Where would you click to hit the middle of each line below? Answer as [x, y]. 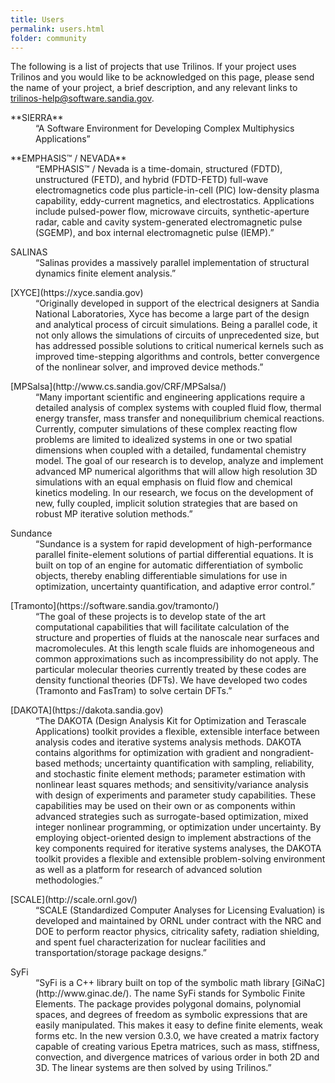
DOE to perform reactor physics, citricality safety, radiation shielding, [177, 932]
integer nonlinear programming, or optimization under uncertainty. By [178, 827]
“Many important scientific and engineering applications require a [170, 397]
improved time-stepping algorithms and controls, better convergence [177, 357]
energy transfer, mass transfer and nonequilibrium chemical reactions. [180, 418]
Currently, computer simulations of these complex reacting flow [166, 429]
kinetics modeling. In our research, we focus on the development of [174, 493]
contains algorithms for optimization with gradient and [146, 753]
